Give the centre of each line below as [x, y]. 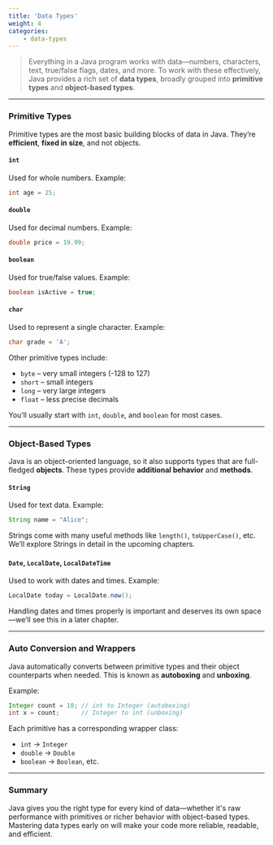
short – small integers [56, 382]
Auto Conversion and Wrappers [72, 648]
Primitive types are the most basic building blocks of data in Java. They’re [132, 134]
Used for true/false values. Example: [69, 277]
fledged [22, 470]
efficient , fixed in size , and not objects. [75, 142]
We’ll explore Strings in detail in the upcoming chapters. [102, 544]
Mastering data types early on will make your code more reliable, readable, [134, 825]
